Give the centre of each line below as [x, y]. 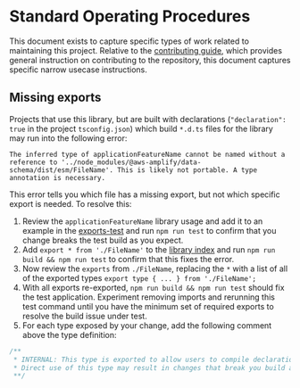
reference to [33, 162]
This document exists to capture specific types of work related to [129, 41]
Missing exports [55, 98]
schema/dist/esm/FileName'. [62, 170]
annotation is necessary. [57, 177]
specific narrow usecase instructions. [78, 70]
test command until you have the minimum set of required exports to [148, 306]
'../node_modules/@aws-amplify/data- [131, 162]
